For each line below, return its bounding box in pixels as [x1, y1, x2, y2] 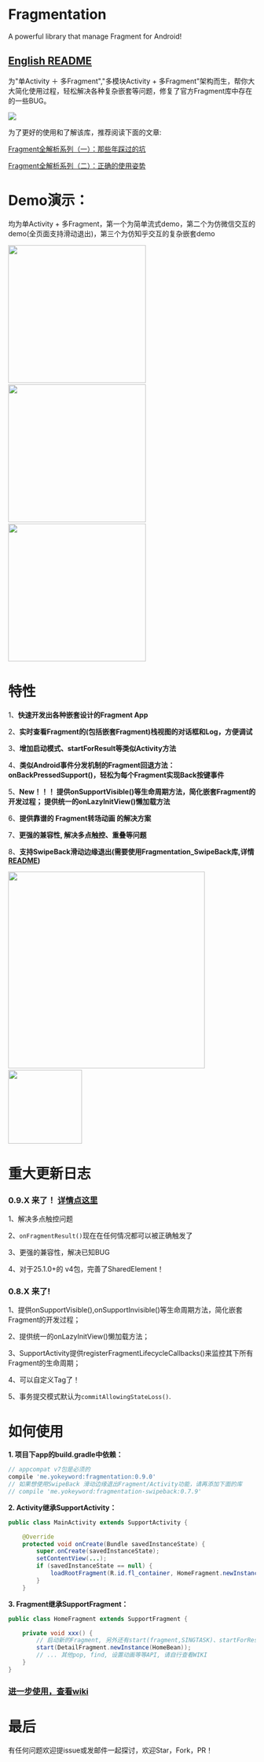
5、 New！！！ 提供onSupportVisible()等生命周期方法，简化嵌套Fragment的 [8, 787, 256, 796]
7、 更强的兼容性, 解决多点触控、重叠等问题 [8, 830, 147, 839]
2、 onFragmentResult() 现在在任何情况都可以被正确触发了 [8, 1231, 193, 1241]
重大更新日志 [8, 1164, 92, 1183]
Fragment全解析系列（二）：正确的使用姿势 [8, 161, 146, 170]
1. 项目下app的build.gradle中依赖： [8, 1450, 123, 1460]
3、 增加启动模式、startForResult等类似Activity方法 [8, 743, 177, 753]
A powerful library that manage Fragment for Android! [8, 31, 182, 41]
